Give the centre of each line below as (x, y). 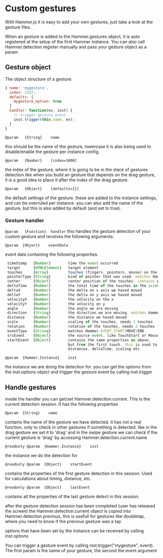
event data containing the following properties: (52, 254)
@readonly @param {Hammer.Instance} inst (52, 447)
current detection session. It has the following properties (62, 404)
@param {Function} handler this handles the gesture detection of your (78, 231)
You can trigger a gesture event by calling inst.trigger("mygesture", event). (80, 545)
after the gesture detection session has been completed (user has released (80, 506)
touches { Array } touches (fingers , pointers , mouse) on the (82, 272)
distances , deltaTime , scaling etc (104, 349)
